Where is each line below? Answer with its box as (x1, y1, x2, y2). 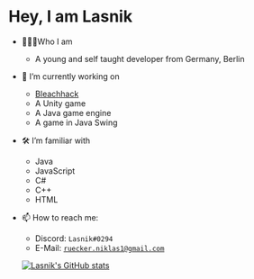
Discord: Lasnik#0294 (34, 232, 113, 244)
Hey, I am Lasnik (8, 6, 132, 27)
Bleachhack (34, 88, 79, 99)
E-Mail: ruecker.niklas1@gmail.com (34, 242, 165, 253)
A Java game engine (34, 107, 112, 118)
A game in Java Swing (34, 117, 118, 128)
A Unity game (34, 97, 86, 109)
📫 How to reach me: (21, 211, 99, 222)
